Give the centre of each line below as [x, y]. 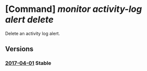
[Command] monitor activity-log [74, 9]
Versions [19, 49]
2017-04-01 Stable [28, 63]
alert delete [29, 20]
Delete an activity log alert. [33, 33]
